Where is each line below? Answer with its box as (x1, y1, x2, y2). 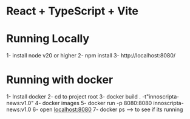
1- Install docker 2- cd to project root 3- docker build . (6, 93, 141, 100)
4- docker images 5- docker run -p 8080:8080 (35, 100, 152, 107)
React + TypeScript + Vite (6, 4, 138, 18)
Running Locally (6, 32, 90, 46)
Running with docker (6, 73, 114, 87)
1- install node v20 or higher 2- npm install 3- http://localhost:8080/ (6, 52, 176, 59)
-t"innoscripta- (141, 93, 180, 100)
